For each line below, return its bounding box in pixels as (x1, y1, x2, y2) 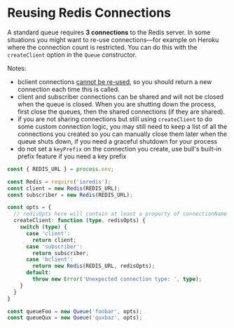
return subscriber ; (32, 250, 90, 257)
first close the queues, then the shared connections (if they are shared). (17, 107, 226, 116)
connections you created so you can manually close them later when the (17, 130, 228, 138)
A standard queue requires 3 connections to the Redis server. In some (7, 28, 211, 36)
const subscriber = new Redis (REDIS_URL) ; (7, 191, 133, 198)
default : (25, 269, 52, 276)
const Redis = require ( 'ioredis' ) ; (7, 178, 111, 185)
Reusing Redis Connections (7, 5, 172, 21)
